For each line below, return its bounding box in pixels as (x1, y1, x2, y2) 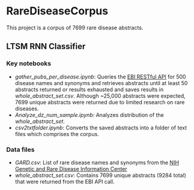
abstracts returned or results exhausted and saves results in (14, 86, 164, 93)
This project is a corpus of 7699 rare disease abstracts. (6, 24, 144, 31)
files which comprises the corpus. (14, 130, 99, 137)
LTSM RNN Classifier (6, 41, 86, 52)
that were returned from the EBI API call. (14, 178, 115, 185)
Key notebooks (6, 59, 52, 68)
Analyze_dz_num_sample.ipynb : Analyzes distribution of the (14, 111, 164, 118)
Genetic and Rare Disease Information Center (14, 165, 127, 172)
